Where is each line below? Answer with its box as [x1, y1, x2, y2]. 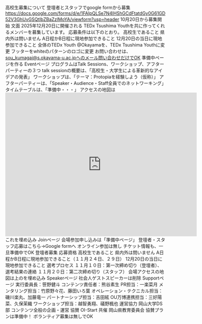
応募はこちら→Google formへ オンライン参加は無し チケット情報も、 [14, 243, 159, 249]
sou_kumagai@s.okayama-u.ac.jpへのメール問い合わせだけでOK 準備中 [5, 55, 156, 60]
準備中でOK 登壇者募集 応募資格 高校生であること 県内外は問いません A [9, 249, 160, 256]
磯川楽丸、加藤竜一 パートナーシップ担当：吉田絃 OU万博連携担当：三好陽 [5, 294, 162, 300]
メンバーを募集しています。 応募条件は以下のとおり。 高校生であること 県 [9, 29, 165, 35]
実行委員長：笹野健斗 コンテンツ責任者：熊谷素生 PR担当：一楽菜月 [15, 282, 158, 287]
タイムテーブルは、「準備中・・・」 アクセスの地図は [5, 86, 116, 92]
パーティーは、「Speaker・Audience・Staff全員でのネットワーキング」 [18, 80, 166, 86]
